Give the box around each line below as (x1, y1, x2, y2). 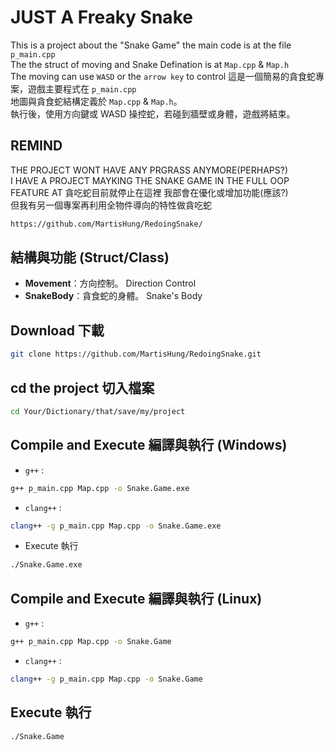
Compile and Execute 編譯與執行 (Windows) (10, 437, 288, 454)
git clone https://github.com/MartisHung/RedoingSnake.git (10, 349, 262, 360)
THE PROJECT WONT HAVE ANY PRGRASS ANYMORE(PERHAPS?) (10, 164, 289, 176)
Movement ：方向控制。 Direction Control (24, 277, 197, 290)
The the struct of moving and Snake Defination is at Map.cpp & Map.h (10, 58, 290, 70)
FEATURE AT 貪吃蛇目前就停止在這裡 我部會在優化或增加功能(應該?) (10, 186, 289, 198)
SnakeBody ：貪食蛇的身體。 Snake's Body (24, 290, 203, 302)
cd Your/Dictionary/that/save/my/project (10, 406, 186, 416)
